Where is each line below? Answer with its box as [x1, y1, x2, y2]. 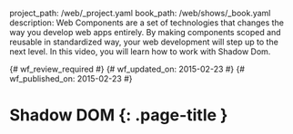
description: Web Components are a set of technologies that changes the [9, 17, 285, 28]
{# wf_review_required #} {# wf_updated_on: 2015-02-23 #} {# [9, 63, 246, 74]
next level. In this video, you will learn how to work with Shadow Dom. [9, 46, 271, 57]
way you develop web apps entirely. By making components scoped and [9, 27, 281, 37]
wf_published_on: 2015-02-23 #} [9, 73, 134, 84]
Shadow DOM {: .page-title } [9, 105, 228, 126]
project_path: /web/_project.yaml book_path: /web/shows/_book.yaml [9, 8, 271, 18]
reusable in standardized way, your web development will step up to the [9, 36, 279, 47]
